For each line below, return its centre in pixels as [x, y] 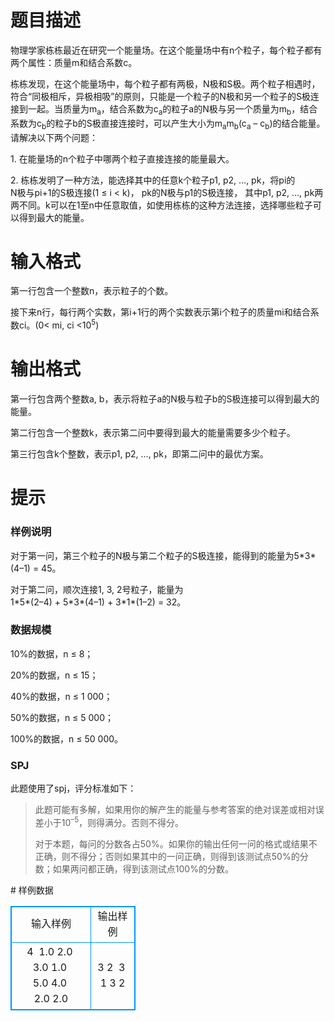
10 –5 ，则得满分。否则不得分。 [123, 821]
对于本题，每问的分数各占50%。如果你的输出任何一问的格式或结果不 [176, 843]
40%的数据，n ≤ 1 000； [61, 696]
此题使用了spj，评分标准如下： [73, 788]
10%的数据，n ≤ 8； [52, 653]
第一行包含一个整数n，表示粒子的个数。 [92, 291]
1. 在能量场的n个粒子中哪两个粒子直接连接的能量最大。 [122, 158]
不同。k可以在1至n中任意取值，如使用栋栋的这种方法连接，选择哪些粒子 [165, 205]
